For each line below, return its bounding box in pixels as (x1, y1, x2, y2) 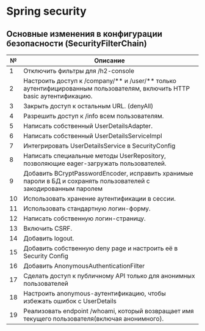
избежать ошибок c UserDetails (23, 297, 117, 305)
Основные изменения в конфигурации (6, 29, 163, 39)
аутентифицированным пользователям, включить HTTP (23, 84, 190, 92)
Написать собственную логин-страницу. (23, 214, 146, 223)
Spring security (6, 4, 87, 18)
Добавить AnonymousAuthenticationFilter (23, 262, 145, 270)
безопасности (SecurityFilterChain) (6, 38, 148, 48)
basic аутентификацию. (23, 92, 93, 100)
